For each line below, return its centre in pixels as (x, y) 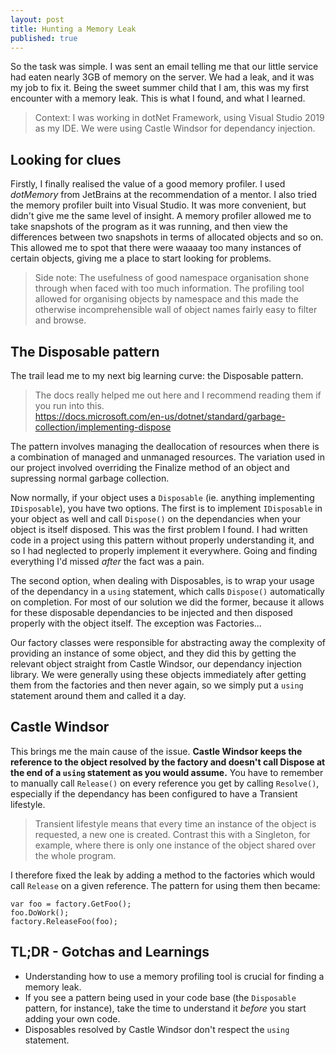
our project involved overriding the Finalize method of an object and (150, 467)
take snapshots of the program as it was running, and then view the (149, 227)
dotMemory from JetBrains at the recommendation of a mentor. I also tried (163, 195)
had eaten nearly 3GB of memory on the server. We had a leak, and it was (162, 77)
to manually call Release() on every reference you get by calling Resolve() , (165, 783)
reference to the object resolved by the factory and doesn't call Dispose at (168, 762)
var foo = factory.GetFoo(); (71, 904)
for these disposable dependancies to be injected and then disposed (151, 612)
